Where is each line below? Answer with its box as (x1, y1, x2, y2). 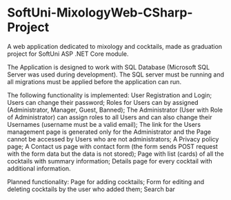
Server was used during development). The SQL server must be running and (7, 70, 225, 79)
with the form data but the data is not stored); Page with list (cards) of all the (7, 150, 224, 158)
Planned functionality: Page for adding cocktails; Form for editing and (7, 177, 205, 186)
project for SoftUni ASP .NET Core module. (7, 50, 129, 58)
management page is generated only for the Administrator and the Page (7, 128, 212, 136)
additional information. (7, 164, 71, 172)
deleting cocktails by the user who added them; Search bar (7, 185, 176, 193)
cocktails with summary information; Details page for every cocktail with (7, 157, 212, 165)
